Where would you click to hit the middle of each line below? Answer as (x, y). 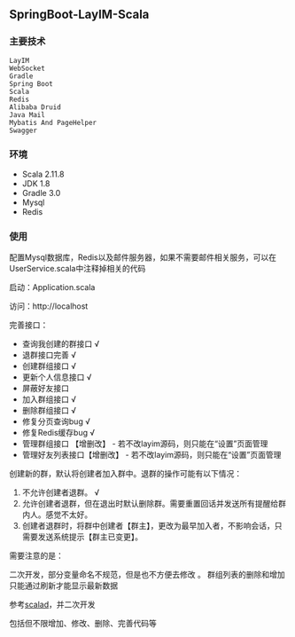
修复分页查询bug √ (56, 421)
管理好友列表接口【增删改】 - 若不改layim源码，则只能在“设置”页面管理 (151, 455)
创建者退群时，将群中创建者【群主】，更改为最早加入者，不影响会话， (148, 526)
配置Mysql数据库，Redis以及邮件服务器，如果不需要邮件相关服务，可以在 (143, 257)
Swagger (23, 130)
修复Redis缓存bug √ (58, 433)
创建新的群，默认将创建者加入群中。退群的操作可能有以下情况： (125, 474)
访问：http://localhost (49, 306)
